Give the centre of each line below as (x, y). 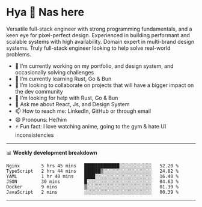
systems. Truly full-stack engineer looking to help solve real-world (88, 48)
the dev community (39, 91)
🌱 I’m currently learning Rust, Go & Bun (63, 79)
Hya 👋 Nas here (45, 12)
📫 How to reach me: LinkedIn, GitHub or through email (83, 111)
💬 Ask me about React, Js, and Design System (72, 104)
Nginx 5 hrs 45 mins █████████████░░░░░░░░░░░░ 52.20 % (93, 166)
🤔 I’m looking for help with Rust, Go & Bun (66, 98)
